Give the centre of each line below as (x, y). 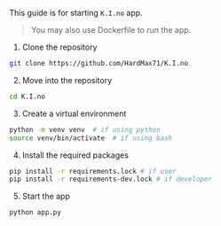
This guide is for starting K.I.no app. (76, 13)
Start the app (46, 196)
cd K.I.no (28, 97)
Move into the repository (67, 80)
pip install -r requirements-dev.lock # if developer (111, 179)
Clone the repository (59, 47)
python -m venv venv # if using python (85, 129)
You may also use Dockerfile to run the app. (111, 30)
